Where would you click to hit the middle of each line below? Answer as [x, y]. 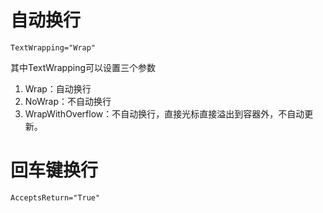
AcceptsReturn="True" [55, 197]
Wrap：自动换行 [58, 88]
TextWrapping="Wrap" [53, 47]
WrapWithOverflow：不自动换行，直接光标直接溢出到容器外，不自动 [164, 113]
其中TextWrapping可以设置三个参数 [83, 67]
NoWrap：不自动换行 [68, 101]
